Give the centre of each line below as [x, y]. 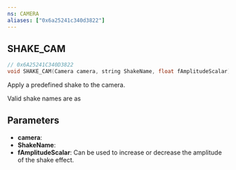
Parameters [33, 120]
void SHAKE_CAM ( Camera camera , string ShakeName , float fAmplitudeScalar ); [120, 72]
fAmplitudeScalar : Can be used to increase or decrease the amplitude [120, 152]
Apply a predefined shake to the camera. [66, 85]
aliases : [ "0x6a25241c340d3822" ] [56, 20]
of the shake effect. [46, 159]
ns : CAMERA [23, 14]
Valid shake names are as [44, 98]
